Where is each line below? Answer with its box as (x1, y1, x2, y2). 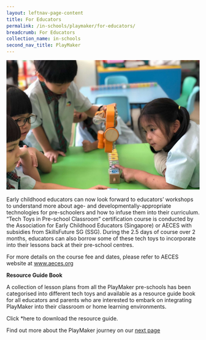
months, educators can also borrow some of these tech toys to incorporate (6, 235, 196, 242)
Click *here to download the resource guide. (6, 314, 118, 322)
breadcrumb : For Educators (6, 29, 75, 36)
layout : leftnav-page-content (6, 10, 84, 16)
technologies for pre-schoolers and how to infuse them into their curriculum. (6, 208, 200, 216)
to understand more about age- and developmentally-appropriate (6, 202, 172, 210)
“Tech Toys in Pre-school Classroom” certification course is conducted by (6, 215, 194, 222)
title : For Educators (6, 16, 62, 23)
